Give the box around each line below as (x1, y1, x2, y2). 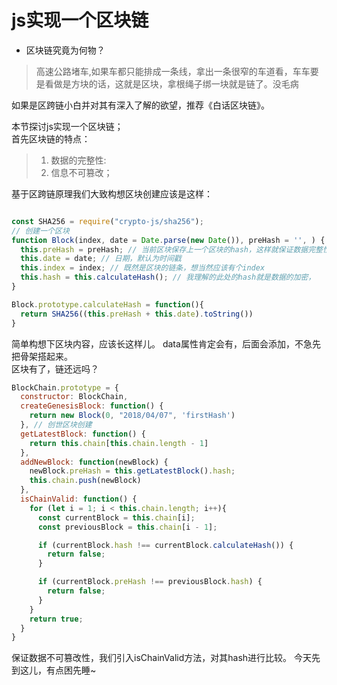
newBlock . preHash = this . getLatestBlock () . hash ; (29, 466, 236, 476)
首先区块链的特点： (11, 132, 91, 145)
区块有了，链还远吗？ (11, 362, 99, 375)
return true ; (29, 614, 84, 624)
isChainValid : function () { (20, 494, 138, 505)
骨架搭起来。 (19, 350, 73, 362)
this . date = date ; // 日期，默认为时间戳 (20, 254, 182, 264)
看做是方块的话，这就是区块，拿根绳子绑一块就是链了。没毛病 (44, 77, 299, 90)
